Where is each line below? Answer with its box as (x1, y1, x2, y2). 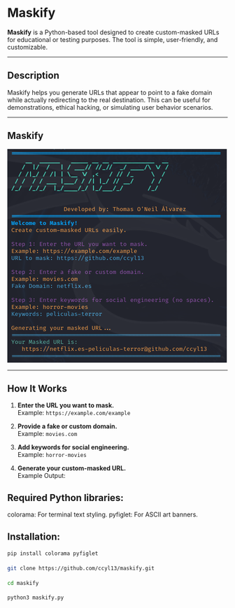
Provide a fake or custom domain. (17, 422, 117, 430)
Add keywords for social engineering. (17, 443, 129, 451)
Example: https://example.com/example (17, 409, 131, 417)
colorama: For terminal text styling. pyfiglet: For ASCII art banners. (7, 510, 198, 519)
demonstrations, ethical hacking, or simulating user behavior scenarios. (7, 103, 213, 111)
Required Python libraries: (7, 491, 124, 504)
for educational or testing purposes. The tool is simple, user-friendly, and (7, 35, 218, 43)
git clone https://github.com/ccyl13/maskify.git (7, 565, 155, 572)
